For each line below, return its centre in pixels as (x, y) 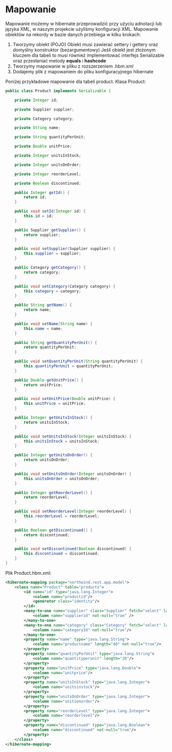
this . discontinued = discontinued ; (62, 554)
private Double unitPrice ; (43, 146)
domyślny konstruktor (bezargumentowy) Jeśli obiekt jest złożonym (84, 50)
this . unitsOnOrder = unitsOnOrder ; (62, 479)
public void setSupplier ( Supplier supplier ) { (65, 249)
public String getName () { (43, 305)
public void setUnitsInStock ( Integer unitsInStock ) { (73, 436)
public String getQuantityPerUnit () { (56, 342)
